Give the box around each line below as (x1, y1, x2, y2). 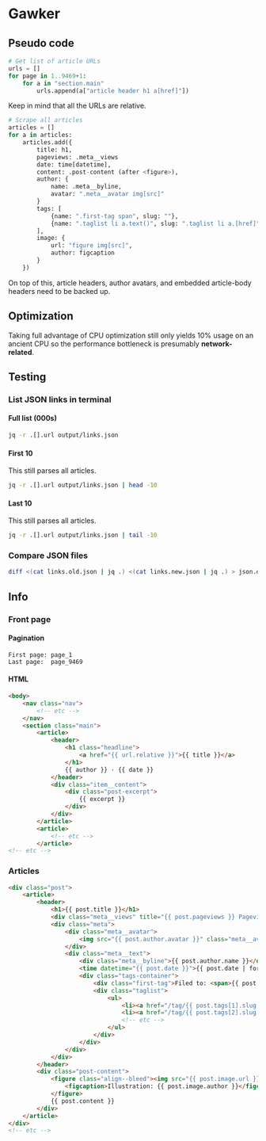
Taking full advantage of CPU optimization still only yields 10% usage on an (8, 330, 254, 340)
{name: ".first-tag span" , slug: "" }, (50, 212, 179, 220)
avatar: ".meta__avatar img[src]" (50, 190, 165, 198)
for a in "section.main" (22, 79, 104, 87)
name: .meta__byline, (50, 183, 123, 191)
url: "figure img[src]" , (50, 242, 133, 250)
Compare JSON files (8, 550, 89, 561)
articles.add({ (22, 139, 73, 147)
